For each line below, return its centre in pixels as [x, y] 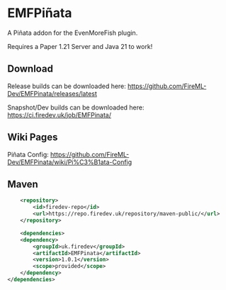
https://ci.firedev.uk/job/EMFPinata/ [60, 114]
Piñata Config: [28, 154]
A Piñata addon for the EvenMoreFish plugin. [73, 33]
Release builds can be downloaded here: [67, 86]
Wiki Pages [33, 138]
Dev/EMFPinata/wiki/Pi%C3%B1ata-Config [70, 162]
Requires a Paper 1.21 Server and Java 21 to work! [80, 46]
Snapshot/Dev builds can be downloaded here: [76, 107]
